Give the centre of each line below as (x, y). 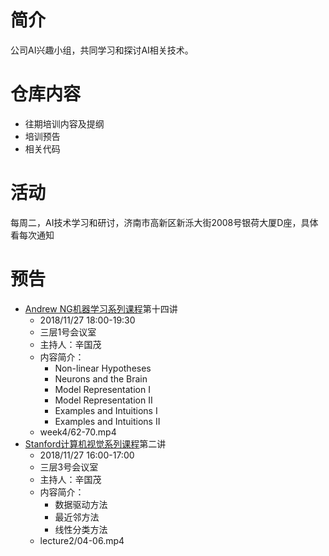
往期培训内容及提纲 (64, 123)
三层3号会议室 (69, 467)
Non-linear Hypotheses (103, 368)
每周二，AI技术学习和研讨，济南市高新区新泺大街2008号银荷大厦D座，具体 (164, 222)
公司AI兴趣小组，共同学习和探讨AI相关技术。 (102, 50)
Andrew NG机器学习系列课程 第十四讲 (101, 308)
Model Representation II (103, 400)
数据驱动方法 (81, 504)
